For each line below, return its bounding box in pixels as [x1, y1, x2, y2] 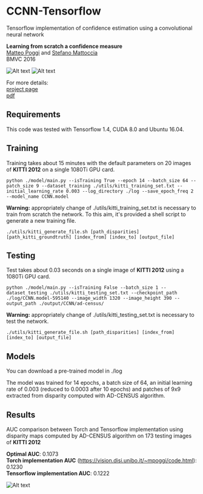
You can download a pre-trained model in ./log [6, 367, 122, 374]
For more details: [6, 79, 48, 86]
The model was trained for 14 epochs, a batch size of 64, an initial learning [6, 379, 193, 387]
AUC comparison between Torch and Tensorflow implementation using [6, 426, 184, 433]
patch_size [6, 183, 34, 189]
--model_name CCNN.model [6, 193, 69, 200]
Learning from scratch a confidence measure [6, 42, 123, 50]
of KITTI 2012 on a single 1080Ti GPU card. [6, 166, 115, 173]
